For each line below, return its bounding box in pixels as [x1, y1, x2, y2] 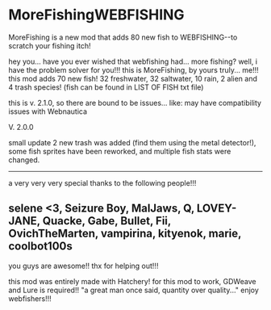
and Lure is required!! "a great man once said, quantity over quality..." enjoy [8, 285, 260, 295]
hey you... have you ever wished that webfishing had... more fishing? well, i [8, 57, 258, 66]
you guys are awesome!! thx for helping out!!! [8, 261, 159, 270]
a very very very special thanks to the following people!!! [8, 178, 197, 187]
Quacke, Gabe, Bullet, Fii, [42, 214, 172, 228]
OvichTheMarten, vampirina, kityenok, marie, [8, 227, 242, 241]
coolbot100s [8, 240, 73, 253]
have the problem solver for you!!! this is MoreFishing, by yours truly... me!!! [8, 65, 260, 74]
